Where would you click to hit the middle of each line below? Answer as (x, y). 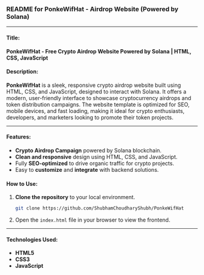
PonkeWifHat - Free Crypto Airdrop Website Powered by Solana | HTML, (99, 51)
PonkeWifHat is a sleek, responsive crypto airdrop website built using (93, 85)
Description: (22, 72)
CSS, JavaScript (27, 58)
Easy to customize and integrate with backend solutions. (87, 169)
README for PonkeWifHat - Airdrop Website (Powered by (93, 9)
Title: (13, 38)
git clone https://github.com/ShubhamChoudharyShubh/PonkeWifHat (99, 208)
